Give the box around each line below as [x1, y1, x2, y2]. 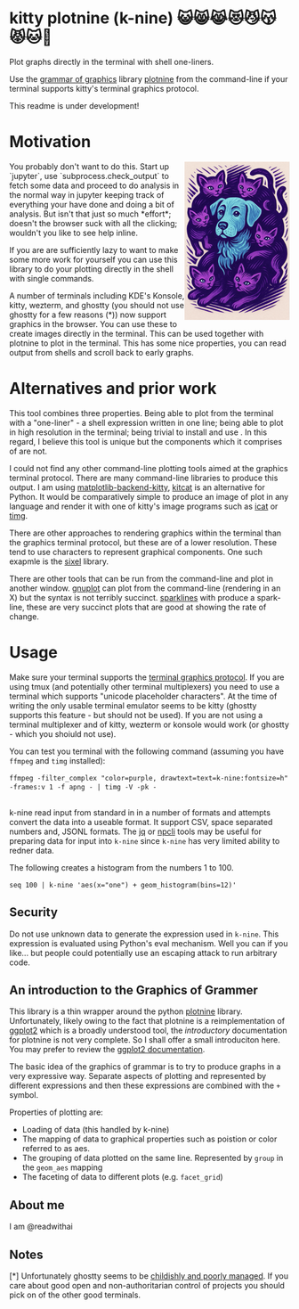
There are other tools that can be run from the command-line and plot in [9, 573, 274, 584]
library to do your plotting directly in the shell [9, 263, 174, 274]
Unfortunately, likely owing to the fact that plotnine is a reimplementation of [9, 1016, 286, 1027]
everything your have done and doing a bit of [9, 199, 175, 209]
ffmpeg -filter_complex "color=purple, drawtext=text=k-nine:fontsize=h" [9, 773, 289, 782]
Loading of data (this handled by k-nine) [21, 1125, 170, 1135]
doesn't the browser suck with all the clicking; [9, 217, 178, 228]
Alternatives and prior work [9, 379, 217, 399]
